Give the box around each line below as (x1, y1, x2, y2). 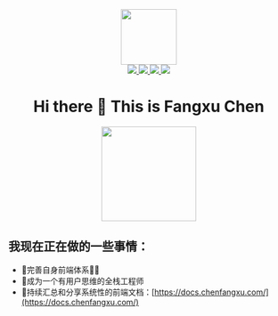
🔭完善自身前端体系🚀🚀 (20, 264, 100, 275)
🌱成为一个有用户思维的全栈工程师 (20, 275, 144, 286)
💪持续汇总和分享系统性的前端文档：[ (20, 287, 155, 297)
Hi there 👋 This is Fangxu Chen (33, 97, 265, 117)
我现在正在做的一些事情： (8, 239, 149, 255)
